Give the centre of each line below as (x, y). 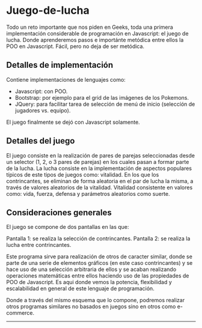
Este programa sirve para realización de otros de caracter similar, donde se (99, 257)
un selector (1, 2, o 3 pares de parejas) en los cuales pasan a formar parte (98, 162)
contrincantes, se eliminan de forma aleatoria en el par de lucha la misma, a (100, 181)
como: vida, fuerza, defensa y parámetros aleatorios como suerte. (88, 193)
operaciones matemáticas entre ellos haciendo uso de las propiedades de (98, 276)
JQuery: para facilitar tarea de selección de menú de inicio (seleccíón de (105, 104)
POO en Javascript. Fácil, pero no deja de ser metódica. (75, 46)
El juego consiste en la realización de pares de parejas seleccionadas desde (101, 155)
